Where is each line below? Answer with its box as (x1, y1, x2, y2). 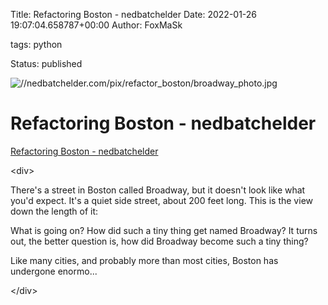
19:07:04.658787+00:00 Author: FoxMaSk (10, 19, 183, 31)
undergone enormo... (10, 265, 98, 277)
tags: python (10, 39, 63, 50)
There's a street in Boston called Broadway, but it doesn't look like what (10, 184, 306, 196)
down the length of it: (10, 205, 99, 217)
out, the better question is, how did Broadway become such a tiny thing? (10, 235, 309, 247)
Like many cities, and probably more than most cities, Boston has (10, 254, 279, 266)
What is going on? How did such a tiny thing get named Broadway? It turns (10, 224, 318, 236)
